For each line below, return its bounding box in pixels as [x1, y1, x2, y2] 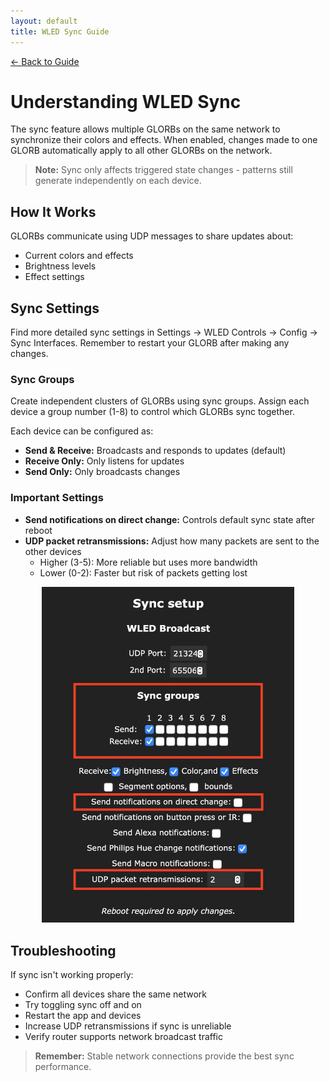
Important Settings [10, 491, 104, 505]
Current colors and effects [24, 250, 134, 262]
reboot [24, 524, 53, 536]
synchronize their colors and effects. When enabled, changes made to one [10, 134, 318, 146]
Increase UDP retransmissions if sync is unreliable [24, 1020, 232, 1032]
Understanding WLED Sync [10, 90, 242, 113]
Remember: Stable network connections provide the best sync [34, 1050, 295, 1062]
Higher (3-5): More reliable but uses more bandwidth [39, 556, 258, 568]
